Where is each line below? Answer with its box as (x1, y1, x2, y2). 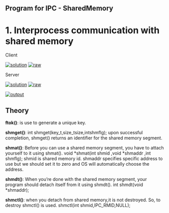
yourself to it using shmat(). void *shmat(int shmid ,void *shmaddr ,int (5, 150, 151, 157)
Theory (5, 106, 29, 115)
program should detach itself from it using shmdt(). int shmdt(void (5, 181, 144, 188)
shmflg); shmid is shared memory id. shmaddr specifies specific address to (5, 156, 163, 162)
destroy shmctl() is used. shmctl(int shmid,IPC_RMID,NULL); (5, 202, 131, 208)
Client (5, 52, 18, 58)
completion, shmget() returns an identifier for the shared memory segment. (5, 135, 162, 141)
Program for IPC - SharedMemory (5, 4, 113, 13)
